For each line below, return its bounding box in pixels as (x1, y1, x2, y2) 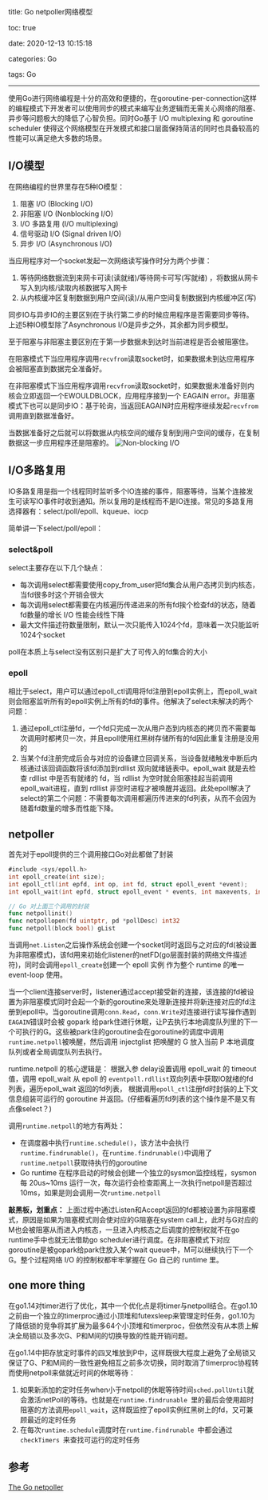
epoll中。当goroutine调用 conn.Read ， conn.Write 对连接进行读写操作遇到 (22, 1007, 257, 1017)
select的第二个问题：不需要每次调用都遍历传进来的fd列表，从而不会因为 (19, 794, 257, 803)
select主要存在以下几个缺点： (8, 562, 105, 572)
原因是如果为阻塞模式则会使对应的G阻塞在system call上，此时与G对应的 (22, 1215, 259, 1225)
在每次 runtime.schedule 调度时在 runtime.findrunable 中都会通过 (19, 1425, 233, 1434)
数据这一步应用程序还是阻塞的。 (8, 438, 113, 447)
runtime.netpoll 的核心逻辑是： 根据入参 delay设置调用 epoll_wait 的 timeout (8, 1064, 257, 1074)
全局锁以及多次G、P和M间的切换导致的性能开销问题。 (14, 1330, 193, 1340)
